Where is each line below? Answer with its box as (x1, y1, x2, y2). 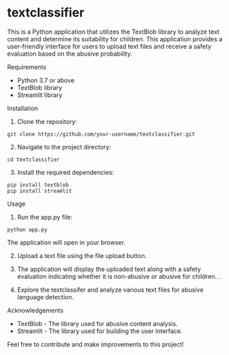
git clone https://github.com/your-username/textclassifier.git (7, 131, 195, 138)
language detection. (17, 292, 74, 301)
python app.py (7, 226, 48, 233)
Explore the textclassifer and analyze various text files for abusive (17, 286, 204, 294)
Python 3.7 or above (17, 76, 75, 84)
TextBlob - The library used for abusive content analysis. (17, 319, 178, 327)
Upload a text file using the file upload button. (17, 251, 147, 259)
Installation (7, 104, 39, 112)
